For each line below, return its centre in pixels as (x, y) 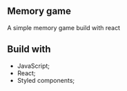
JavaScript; (33, 66)
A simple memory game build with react (64, 27)
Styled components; (46, 80)
